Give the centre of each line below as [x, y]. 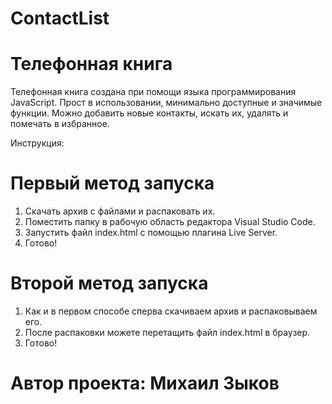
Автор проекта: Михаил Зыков [145, 383]
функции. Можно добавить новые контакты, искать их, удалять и [149, 113]
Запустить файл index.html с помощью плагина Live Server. [151, 233]
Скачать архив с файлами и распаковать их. [120, 211]
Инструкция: [37, 143]
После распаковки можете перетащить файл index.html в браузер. [167, 332]
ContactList [60, 18]
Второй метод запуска [109, 283]
